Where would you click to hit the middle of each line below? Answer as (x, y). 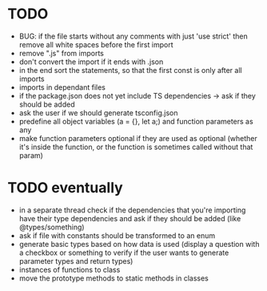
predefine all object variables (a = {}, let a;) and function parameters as (136, 121)
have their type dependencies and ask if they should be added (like (130, 218)
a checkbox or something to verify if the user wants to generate (124, 253)
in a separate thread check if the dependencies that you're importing (132, 210)
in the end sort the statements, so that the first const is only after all (130, 70)
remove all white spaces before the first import (96, 44)
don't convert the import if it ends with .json (91, 62)
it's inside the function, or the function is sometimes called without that (136, 147)
